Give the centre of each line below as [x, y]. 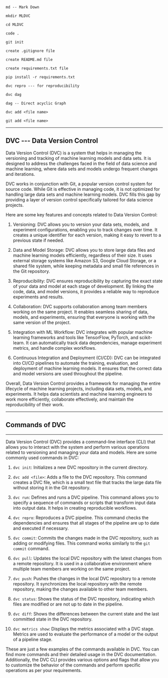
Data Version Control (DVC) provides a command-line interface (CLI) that [81, 442]
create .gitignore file [30, 51]
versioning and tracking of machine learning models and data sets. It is [79, 158]
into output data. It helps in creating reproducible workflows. [75, 508]
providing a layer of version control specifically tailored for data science [80, 199]
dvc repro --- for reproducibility [43, 86]
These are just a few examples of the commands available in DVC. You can [82, 649]
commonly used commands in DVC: [42, 458]
